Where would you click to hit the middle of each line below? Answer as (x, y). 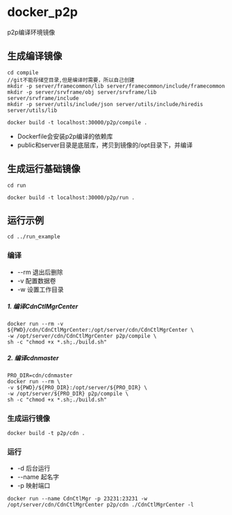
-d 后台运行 (34, 468)
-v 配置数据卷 (37, 280)
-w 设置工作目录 (40, 289)
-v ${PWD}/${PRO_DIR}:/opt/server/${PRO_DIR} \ (77, 387)
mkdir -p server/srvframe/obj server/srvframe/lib (82, 92)
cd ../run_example (34, 237)
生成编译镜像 (35, 56)
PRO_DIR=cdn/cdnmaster (40, 375)
